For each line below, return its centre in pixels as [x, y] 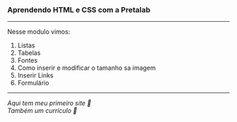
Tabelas [29, 53]
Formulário [33, 83]
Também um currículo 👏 [42, 111]
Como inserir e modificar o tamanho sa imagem [87, 68]
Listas [26, 45]
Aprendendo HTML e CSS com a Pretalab [79, 10]
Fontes [28, 61]
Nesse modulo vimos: [39, 32]
